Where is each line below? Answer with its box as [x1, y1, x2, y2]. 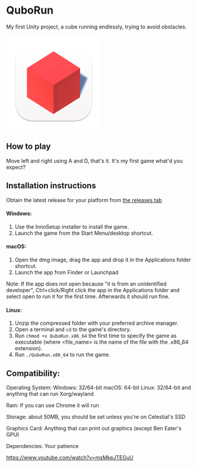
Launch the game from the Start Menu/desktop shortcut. [14, 229, 153, 236]
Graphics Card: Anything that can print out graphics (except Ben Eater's [6, 424, 182, 431]
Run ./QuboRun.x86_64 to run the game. [14, 351, 111, 359]
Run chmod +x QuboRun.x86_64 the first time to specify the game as [14, 332, 177, 340]
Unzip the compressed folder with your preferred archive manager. [14, 319, 179, 327]
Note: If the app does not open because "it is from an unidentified [6, 280, 167, 287]
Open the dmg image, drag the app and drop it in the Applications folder [14, 256, 191, 263]
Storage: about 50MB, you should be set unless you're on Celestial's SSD [6, 413, 186, 420]
